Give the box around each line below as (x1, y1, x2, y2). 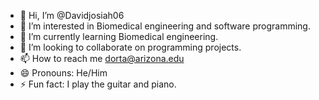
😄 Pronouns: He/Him (19, 67, 108, 79)
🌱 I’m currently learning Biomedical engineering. (19, 31, 219, 42)
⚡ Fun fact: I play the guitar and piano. (19, 78, 177, 90)
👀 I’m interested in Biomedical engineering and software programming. (19, 20, 311, 32)
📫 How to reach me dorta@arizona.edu (19, 53, 185, 64)
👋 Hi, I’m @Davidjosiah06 (19, 10, 125, 21)
